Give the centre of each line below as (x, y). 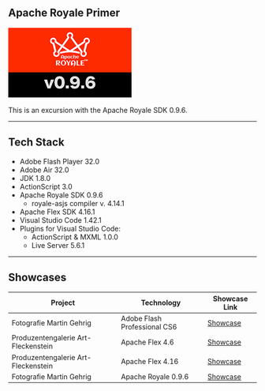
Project (63, 303)
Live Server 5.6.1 (58, 245)
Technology (161, 303)
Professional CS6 (149, 327)
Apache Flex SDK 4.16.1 (57, 212)
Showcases (37, 278)
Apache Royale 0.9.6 (155, 376)
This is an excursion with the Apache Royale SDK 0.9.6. (98, 110)
